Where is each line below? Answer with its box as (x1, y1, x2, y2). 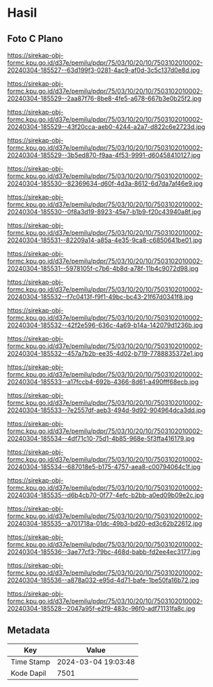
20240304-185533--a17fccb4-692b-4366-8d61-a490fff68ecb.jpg (7, 378, 199, 386)
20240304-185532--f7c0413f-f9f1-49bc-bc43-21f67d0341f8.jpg (7, 293, 194, 301)
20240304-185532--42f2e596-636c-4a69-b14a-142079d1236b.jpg (7, 321, 203, 329)
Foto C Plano (7, 33, 63, 45)
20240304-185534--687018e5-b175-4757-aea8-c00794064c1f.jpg (7, 462, 200, 471)
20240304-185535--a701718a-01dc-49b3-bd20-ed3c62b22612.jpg (7, 520, 203, 527)
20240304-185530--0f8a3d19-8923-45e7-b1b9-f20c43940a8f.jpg (7, 208, 202, 216)
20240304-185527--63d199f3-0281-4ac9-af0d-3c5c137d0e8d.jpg (7, 66, 200, 74)
